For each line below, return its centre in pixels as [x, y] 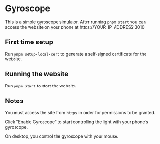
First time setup [29, 42]
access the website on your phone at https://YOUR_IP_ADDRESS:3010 [75, 27]
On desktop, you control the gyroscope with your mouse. [62, 136]
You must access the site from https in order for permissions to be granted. [80, 113]
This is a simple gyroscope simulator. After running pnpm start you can [76, 22]
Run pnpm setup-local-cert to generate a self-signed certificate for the [76, 54]
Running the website [37, 74]
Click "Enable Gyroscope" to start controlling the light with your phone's [77, 122]
